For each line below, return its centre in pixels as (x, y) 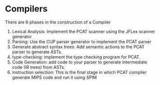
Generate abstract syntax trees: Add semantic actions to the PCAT (78, 47)
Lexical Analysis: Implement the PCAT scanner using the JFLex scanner (83, 31)
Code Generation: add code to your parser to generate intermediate (80, 62)
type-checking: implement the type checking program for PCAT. (76, 57)
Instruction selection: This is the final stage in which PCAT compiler (79, 72)
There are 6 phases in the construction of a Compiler (58, 22)
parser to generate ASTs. (37, 52)
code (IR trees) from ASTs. (39, 67)
